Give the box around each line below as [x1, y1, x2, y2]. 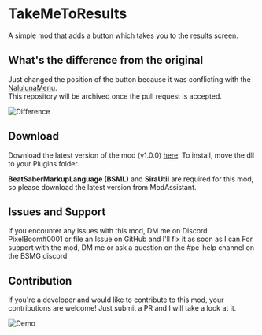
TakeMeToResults [8, 5, 127, 23]
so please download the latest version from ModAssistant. [8, 182, 197, 192]
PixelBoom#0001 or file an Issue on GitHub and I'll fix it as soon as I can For [8, 234, 253, 244]
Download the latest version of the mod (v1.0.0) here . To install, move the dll [8, 151, 255, 160]
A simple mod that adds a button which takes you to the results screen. [8, 31, 238, 40]
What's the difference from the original [8, 54, 203, 67]
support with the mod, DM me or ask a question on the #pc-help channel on [8, 243, 254, 252]
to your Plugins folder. [8, 158, 80, 168]
